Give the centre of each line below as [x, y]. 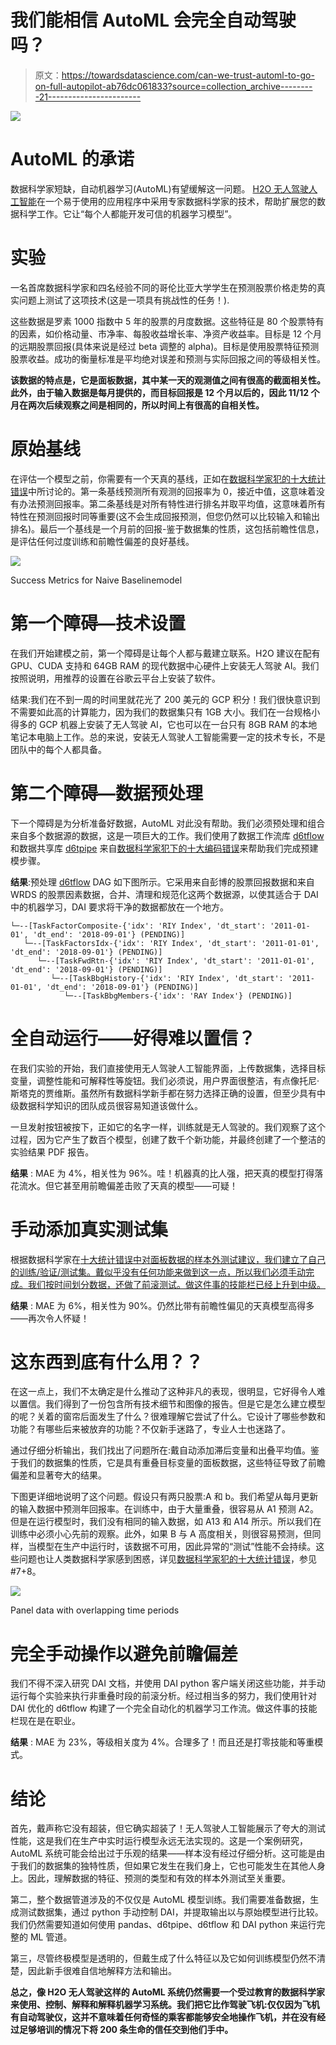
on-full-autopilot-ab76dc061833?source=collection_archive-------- [173, 86]
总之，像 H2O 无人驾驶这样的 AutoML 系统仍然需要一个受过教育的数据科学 [163, 1992]
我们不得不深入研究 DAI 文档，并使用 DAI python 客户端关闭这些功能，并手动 [168, 1683]
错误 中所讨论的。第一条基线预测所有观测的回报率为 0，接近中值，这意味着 [163, 491]
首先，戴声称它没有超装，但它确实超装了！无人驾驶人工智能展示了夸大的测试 [168, 1828]
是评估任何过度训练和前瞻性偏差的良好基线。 [102, 541]
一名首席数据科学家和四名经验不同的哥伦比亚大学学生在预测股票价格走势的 [163, 287]
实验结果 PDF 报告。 [52, 1152]
